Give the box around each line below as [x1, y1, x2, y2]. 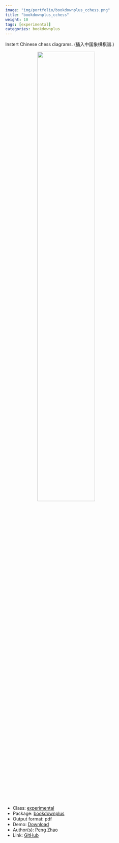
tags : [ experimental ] [5, 22, 51, 27]
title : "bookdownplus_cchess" [5, 12, 70, 17]
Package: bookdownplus [12, 810, 65, 817]
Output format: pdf [12, 816, 52, 822]
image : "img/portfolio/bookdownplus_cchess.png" [5, 7, 110, 13]
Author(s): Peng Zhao [12, 827, 58, 833]
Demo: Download [12, 821, 49, 828]
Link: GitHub [12, 832, 39, 838]
